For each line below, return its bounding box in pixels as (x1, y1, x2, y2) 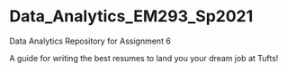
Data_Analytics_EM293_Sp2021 (9, 6, 254, 27)
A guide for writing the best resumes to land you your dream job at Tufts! (9, 52, 279, 63)
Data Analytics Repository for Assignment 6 (9, 36, 171, 46)
